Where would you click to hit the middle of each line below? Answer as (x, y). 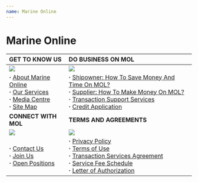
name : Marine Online (32, 11)
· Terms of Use (89, 149)
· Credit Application (95, 106)
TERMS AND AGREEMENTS (108, 120)
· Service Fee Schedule (101, 163)
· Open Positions (32, 163)
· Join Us (22, 156)
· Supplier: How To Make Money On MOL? (126, 92)
